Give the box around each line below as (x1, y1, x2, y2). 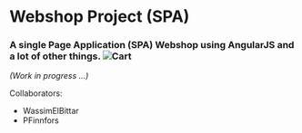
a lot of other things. (9, 50, 101, 62)
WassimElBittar (22, 106, 79, 117)
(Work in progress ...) (9, 71, 89, 81)
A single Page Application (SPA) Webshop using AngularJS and (9, 39, 295, 52)
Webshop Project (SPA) (9, 6, 190, 27)
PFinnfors (22, 115, 59, 126)
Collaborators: (9, 88, 63, 99)
